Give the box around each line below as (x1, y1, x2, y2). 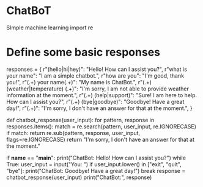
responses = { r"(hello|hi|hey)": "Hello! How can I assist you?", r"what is (6, 65, 188, 73)
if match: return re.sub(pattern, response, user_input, (6, 129, 141, 136)
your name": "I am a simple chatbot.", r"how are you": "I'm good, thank (6, 71, 185, 79)
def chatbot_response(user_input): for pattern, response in (6, 116, 155, 123)
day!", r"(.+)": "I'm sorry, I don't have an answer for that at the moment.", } (6, 105, 193, 112)
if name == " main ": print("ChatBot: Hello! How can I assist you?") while (6, 154, 186, 161)
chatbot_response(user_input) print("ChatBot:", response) (6, 174, 152, 181)
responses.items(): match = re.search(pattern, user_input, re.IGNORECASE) (6, 123, 197, 130)
